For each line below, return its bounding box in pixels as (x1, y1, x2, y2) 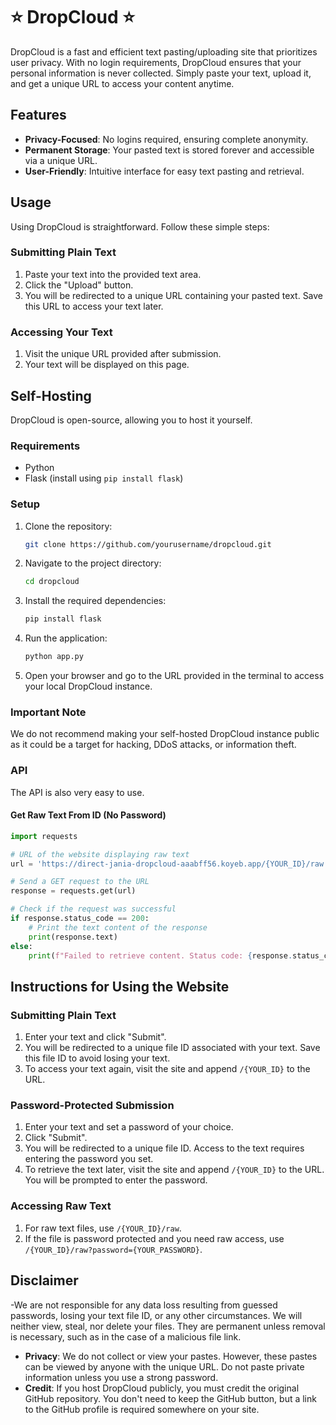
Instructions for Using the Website (10, 978, 230, 995)
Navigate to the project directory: (24, 557, 162, 569)
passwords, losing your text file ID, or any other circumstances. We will (10, 1309, 303, 1321)
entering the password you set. (24, 1153, 154, 1165)
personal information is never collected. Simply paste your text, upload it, (10, 67, 312, 79)
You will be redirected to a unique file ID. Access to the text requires (24, 1142, 305, 1154)
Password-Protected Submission (10, 1099, 175, 1113)
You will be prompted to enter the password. (24, 1174, 208, 1186)
